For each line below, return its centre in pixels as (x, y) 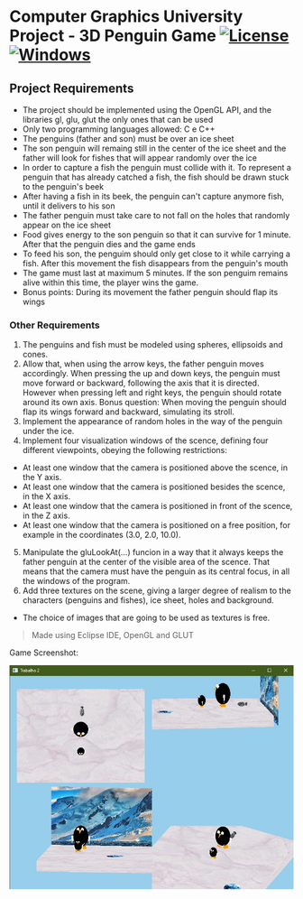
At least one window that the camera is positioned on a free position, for (156, 525)
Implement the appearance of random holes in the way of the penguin (152, 422)
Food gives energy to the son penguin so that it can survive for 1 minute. (156, 235)
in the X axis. (46, 496)
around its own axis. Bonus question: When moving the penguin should (154, 403)
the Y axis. (42, 477)
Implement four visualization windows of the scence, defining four (145, 440)
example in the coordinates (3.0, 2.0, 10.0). (101, 535)
